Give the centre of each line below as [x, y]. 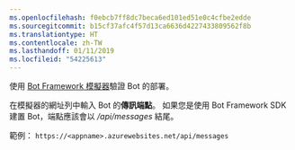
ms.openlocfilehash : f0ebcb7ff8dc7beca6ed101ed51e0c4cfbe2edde [130, 18]
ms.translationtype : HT [54, 34]
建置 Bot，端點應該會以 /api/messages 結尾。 [94, 116]
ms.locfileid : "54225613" [58, 59]
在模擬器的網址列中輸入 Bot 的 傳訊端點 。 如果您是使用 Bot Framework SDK [148, 105]
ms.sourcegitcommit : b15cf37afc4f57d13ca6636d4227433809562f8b [130, 26]
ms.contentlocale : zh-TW [56, 43]
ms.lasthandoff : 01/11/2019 [62, 51]
